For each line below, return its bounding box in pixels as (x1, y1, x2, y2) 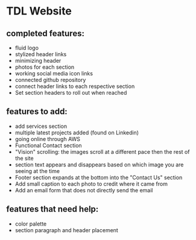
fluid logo (14, 44, 39, 51)
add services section (14, 122, 68, 130)
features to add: (6, 107, 68, 117)
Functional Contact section (14, 142, 83, 149)
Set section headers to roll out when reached (14, 89, 127, 96)
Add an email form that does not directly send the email (14, 186, 153, 194)
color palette (14, 220, 47, 227)
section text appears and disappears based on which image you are (14, 161, 184, 168)
